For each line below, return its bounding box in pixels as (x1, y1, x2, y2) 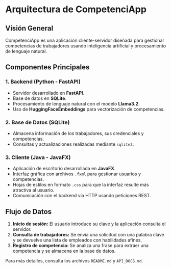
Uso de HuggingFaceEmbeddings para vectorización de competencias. (12, 106, 165, 112)
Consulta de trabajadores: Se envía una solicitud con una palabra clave (12, 232, 164, 238)
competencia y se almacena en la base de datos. (12, 248, 116, 254)
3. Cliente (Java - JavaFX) (5, 154, 71, 161)
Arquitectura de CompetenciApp (5, 4, 147, 15)
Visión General (5, 24, 54, 33)
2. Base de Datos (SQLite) (5, 119, 70, 126)
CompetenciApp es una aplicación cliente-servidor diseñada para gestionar (5, 37, 164, 43)
